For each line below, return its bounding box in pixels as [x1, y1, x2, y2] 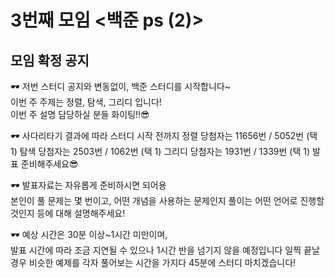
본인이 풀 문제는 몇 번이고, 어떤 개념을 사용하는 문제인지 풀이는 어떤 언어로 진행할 [10, 195, 325, 206]
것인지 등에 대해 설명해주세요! [10, 207, 126, 219]
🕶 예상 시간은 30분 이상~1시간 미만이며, [10, 229, 168, 240]
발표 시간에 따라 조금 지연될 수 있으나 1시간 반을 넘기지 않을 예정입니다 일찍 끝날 [10, 244, 320, 256]
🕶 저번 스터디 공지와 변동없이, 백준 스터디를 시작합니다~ [10, 81, 232, 92]
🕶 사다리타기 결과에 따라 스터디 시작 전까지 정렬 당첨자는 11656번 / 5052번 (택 [10, 130, 318, 141]
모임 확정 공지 [10, 52, 90, 69]
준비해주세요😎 [20, 158, 79, 170]
